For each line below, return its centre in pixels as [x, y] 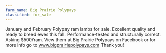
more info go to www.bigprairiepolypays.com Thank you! [65, 45]
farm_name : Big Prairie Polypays [41, 10]
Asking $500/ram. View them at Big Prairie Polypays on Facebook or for [80, 40]
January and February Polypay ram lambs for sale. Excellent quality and [80, 29]
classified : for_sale [28, 15]
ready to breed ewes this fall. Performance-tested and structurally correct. [83, 34]
